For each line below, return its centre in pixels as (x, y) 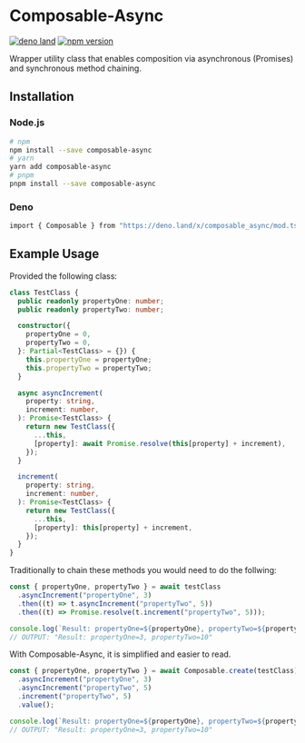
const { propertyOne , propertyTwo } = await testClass (115, 587)
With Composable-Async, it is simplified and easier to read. (120, 654)
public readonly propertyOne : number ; (91, 301)
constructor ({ (44, 326)
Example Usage (54, 254)
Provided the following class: (64, 276)
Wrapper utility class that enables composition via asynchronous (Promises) (152, 58)
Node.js (27, 123)
